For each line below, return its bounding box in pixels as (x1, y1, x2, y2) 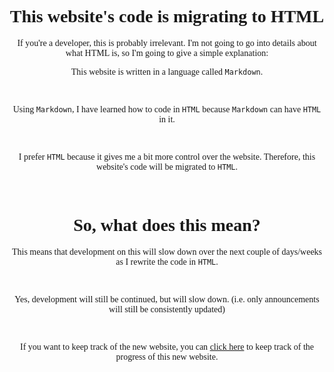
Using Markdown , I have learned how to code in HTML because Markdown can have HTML (12, 104, 322, 115)
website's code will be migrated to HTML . (96, 161, 238, 172)
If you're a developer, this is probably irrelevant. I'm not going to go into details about (17, 37, 317, 48)
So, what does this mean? (73, 215, 261, 236)
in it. (158, 114, 176, 125)
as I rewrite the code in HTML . (115, 256, 219, 267)
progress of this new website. (115, 351, 219, 362)
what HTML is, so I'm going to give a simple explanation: (65, 47, 269, 58)
